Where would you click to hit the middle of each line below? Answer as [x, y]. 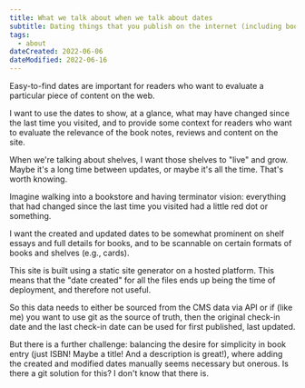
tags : [20, 35]
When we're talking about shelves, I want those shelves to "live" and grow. [149, 159]
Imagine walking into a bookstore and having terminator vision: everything [148, 197]
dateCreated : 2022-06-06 [56, 52]
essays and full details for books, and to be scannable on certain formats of [151, 243]
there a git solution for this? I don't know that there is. [109, 373]
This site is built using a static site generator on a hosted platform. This [142, 270]
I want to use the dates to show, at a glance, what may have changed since [150, 113]
